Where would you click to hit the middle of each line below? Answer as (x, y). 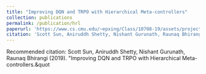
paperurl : (19, 29)
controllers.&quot (28, 65)
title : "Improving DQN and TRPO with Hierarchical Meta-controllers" (97, 12)
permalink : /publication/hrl (44, 23)
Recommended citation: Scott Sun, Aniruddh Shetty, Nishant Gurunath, (96, 52)
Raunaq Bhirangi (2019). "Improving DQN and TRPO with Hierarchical (93, 58)
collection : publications (39, 18)
